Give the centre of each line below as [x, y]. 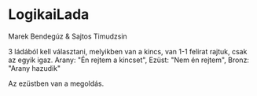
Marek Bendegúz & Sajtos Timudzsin [68, 36]
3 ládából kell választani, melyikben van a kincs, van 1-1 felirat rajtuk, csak [128, 51]
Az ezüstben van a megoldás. [56, 83]
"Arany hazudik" [35, 68]
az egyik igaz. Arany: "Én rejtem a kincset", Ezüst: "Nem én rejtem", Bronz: [129, 60]
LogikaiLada [49, 15]
